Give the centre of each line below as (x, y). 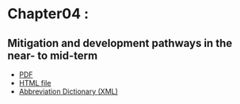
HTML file (35, 83)
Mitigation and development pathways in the (120, 43)
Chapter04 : (48, 14)
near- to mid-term (53, 55)
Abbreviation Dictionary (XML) (68, 91)
